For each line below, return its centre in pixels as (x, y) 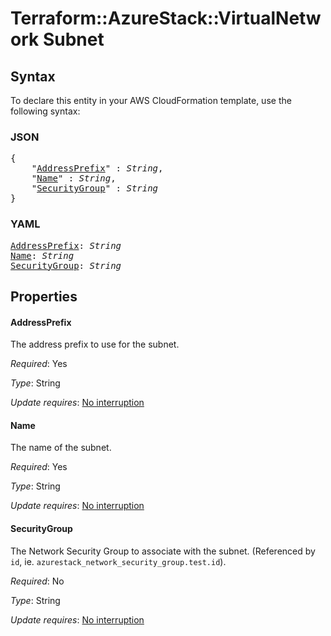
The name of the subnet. (61, 448)
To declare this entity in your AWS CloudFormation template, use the (151, 100)
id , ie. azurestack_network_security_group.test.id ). (118, 561)
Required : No (37, 581)
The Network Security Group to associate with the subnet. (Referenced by (163, 551)
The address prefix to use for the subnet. (95, 344)
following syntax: (45, 111)
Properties (44, 296)
